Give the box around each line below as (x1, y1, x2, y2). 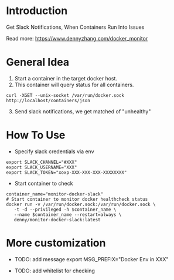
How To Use (6, 129, 66, 142)
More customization (6, 237, 106, 249)
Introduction (6, 4, 68, 18)
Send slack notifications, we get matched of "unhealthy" (14, 107, 151, 115)
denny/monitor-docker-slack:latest (13, 217, 101, 222)
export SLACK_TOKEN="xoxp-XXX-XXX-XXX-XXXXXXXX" (6, 169, 127, 176)
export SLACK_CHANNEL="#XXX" (6, 159, 77, 165)
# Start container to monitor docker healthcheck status (6, 196, 148, 202)
